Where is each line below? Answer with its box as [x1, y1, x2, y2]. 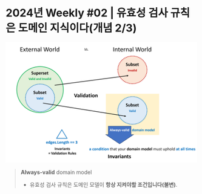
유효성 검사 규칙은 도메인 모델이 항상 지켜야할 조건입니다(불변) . [29, 181, 178, 188]
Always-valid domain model [20, 168, 92, 176]
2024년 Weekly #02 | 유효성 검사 [5, 6, 168, 20]
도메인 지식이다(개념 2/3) [18, 21, 137, 35]
